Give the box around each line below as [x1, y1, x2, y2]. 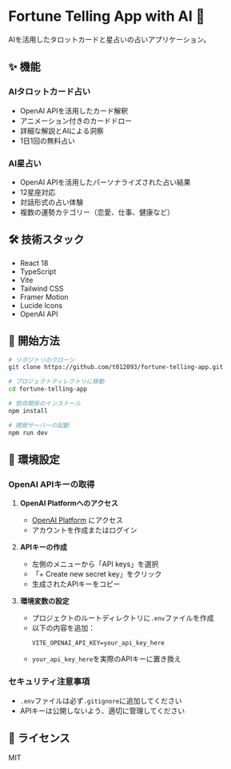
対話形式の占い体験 [19, 197, 84, 207]
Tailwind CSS [19, 283, 64, 293]
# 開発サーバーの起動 [8, 421, 70, 430]
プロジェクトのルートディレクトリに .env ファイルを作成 [31, 613, 214, 623]
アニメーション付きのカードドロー [19, 116, 133, 125]
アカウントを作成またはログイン [31, 525, 137, 535]
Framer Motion [19, 291, 70, 302]
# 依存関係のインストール [8, 399, 82, 408]
